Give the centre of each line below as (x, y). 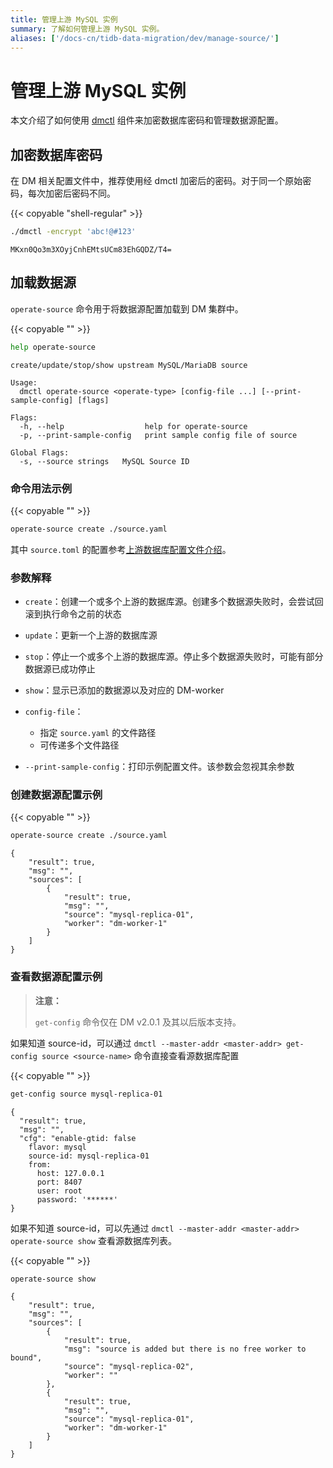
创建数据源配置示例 (56, 795)
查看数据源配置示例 (56, 977)
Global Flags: (40, 452)
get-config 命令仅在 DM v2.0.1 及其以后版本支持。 (138, 1022)
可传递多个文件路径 (79, 745)
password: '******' (77, 1199)
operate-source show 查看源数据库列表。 (93, 1240)
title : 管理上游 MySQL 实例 (64, 19)
